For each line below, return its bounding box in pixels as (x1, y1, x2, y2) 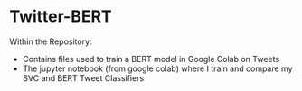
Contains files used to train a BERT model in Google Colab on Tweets (22, 53, 280, 64)
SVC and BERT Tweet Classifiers (22, 72, 145, 83)
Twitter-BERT (9, 6, 113, 27)
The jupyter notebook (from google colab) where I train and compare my (22, 63, 293, 74)
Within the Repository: (9, 36, 92, 47)
